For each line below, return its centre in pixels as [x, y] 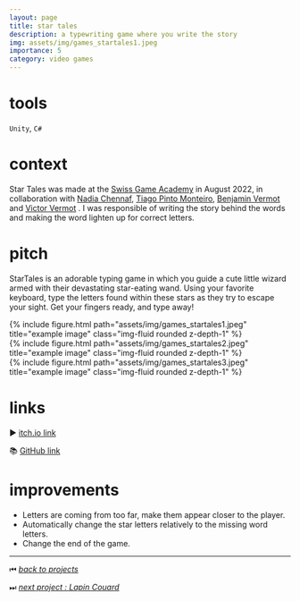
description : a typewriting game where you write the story [124, 34]
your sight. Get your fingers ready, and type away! [102, 307]
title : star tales [43, 26]
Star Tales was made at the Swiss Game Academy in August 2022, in [136, 189]
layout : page [33, 17]
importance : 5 [36, 51]
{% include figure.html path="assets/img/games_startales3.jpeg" [129, 362]
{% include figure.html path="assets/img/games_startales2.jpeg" [129, 343]
